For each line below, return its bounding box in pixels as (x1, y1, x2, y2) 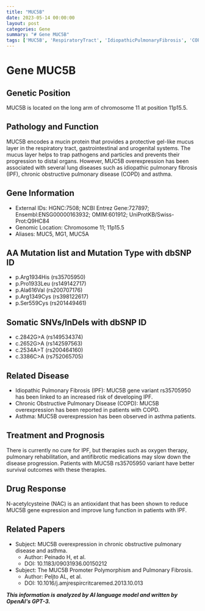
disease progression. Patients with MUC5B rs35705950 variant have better (6, 459, 195, 467)
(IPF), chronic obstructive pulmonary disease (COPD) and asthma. (6, 170, 173, 178)
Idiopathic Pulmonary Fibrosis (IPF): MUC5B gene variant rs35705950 (15, 387, 191, 394)
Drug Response (6, 483, 67, 494)
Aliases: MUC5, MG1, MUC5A (15, 230, 90, 237)
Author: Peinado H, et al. (24, 553, 86, 560)
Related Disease (6, 371, 69, 381)
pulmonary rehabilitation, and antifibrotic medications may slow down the (6, 453, 191, 460)
